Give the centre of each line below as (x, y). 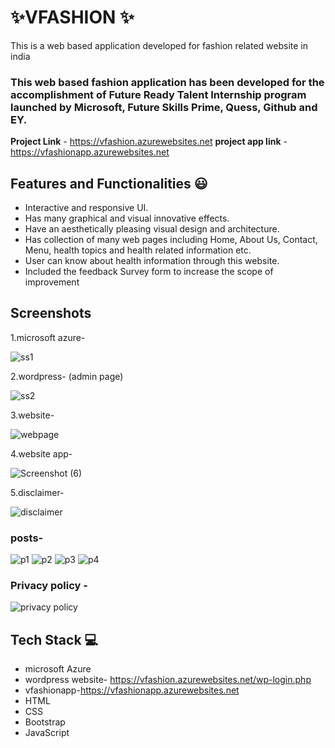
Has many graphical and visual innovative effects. (127, 218)
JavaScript (47, 733)
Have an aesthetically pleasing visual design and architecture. (152, 229)
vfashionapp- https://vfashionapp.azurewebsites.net (132, 690)
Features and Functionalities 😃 (109, 183)
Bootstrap (45, 722)
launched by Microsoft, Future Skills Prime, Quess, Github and (164, 107)
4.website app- (41, 453)
